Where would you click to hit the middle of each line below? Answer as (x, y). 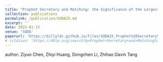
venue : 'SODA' (19, 32)
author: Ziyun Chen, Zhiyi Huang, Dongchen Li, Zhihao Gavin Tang (71, 54)
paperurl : (15, 37)
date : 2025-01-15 (23, 27)
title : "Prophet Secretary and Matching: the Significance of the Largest (82, 9)
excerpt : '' (17, 23)
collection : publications (31, 14)
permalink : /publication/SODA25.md (41, 18)
